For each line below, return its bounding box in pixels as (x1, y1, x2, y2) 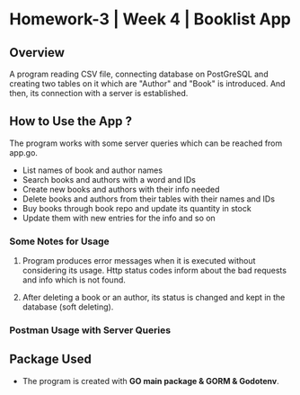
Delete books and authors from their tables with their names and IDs (22, 193, 276, 204)
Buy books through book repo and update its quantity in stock (22, 202, 251, 213)
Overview (9, 45, 66, 60)
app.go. (9, 147, 39, 157)
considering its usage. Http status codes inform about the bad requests (22, 265, 287, 276)
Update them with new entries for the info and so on (22, 212, 216, 223)
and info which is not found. (22, 274, 126, 285)
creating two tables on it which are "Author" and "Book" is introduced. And (9, 78, 286, 89)
